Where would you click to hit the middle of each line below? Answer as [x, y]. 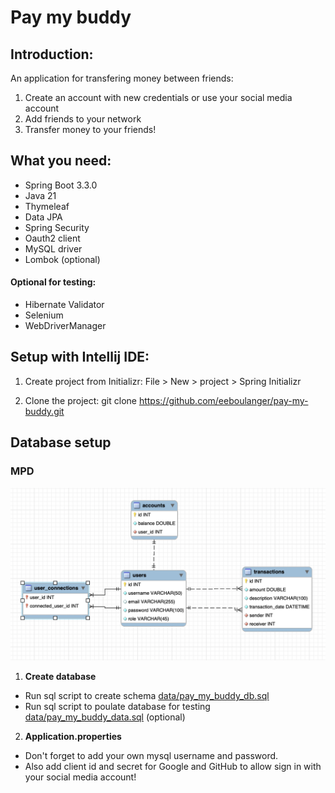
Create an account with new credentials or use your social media [158, 97]
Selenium [44, 315]
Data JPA [43, 217]
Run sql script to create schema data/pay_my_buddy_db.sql [147, 696]
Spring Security [57, 227]
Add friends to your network [83, 119]
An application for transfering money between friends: [122, 78]
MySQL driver [53, 248]
